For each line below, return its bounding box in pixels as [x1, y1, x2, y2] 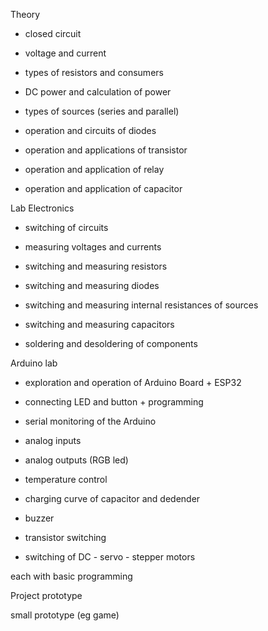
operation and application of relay [24, 164, 165, 175]
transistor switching [24, 532, 107, 543]
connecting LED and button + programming [24, 396, 204, 408]
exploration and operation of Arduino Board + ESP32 [24, 377, 242, 388]
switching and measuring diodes [24, 280, 160, 291]
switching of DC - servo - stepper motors [24, 551, 196, 563]
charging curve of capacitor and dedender [24, 493, 201, 504]
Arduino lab [10, 357, 58, 369]
